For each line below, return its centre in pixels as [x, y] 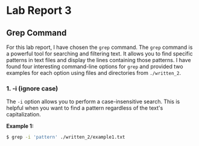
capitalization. [24, 115]
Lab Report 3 [39, 11]
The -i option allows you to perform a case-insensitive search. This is [93, 102]
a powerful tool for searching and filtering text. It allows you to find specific [99, 54]
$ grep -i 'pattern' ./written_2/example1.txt [66, 137]
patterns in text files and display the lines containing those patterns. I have [99, 60]
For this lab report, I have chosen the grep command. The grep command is [99, 47]
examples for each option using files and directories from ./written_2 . [94, 73]
